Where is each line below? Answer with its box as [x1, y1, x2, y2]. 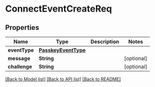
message [8, 55, 30, 62]
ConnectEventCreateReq [5, 3, 112, 15]
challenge [8, 63, 32, 70]
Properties [5, 23, 39, 32]
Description [90, 38, 120, 45]
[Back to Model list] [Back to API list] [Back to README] [5, 76, 121, 82]
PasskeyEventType [38, 47, 86, 54]
